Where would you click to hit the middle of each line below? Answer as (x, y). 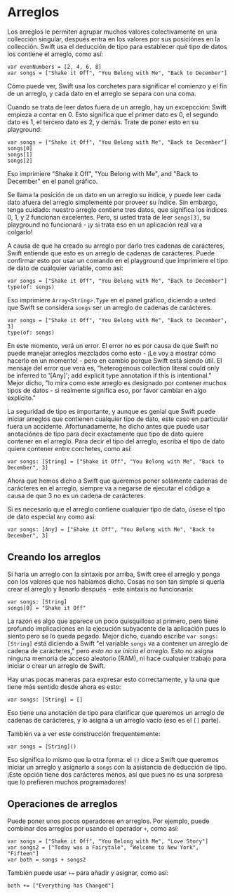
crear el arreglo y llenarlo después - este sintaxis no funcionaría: (101, 589)
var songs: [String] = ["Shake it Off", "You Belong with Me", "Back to (116, 461)
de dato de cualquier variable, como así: (65, 268)
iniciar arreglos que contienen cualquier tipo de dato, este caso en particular (118, 419)
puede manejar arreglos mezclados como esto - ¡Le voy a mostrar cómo (112, 353)
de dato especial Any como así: (52, 516)
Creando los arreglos (54, 557)
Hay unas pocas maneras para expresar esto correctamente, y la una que (113, 679)
